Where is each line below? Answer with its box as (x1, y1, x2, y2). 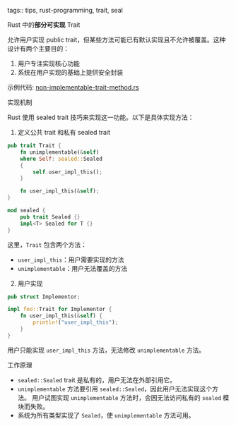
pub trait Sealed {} (20, 213, 81, 221)
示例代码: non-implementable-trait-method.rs (7, 83, 139, 91)
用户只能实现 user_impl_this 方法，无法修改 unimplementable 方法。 (7, 346, 206, 354)
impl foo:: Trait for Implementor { (7, 306, 112, 313)
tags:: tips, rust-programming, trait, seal (7, 6, 124, 14)
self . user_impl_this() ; (33, 169, 102, 176)
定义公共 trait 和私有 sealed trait (17, 128, 111, 136)
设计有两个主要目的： (7, 44, 69, 52)
